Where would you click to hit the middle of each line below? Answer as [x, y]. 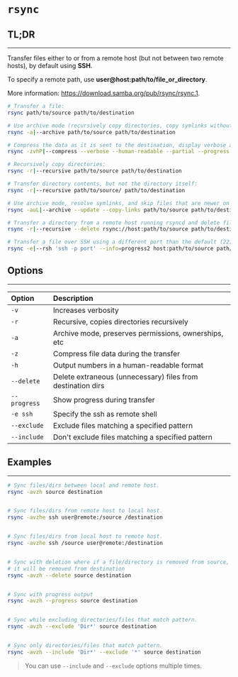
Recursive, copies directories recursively [121, 321]
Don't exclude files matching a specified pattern [132, 437]
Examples [29, 462]
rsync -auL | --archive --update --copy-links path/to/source [98, 210]
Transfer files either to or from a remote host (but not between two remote [116, 58]
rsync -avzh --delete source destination [69, 575]
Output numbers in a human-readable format [128, 365]
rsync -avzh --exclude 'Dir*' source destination [82, 627]
